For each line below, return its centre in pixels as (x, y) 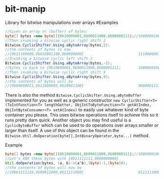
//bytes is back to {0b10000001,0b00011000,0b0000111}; (63, 68)
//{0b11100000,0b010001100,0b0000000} (44, 54)
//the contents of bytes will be (39, 81)
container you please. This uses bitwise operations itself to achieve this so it (82, 115)
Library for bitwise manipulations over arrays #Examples (62, 22)
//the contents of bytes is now (38, 50)
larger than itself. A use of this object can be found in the (62, 131)
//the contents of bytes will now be (43, 168)
